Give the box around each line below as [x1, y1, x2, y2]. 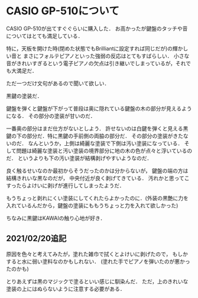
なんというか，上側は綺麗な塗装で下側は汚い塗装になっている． [28, 139, 183, 147]
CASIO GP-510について [6, 4, 120, 18]
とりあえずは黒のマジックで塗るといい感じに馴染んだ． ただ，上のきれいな [6, 278, 189, 285]
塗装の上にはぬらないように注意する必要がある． [6, 285, 125, 292]
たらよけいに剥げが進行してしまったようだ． [16, 182, 125, 189]
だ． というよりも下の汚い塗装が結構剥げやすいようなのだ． [6, 154, 152, 162]
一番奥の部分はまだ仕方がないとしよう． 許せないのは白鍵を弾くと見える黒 [6, 124, 189, 132]
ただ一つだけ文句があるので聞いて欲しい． [6, 79, 110, 86]
